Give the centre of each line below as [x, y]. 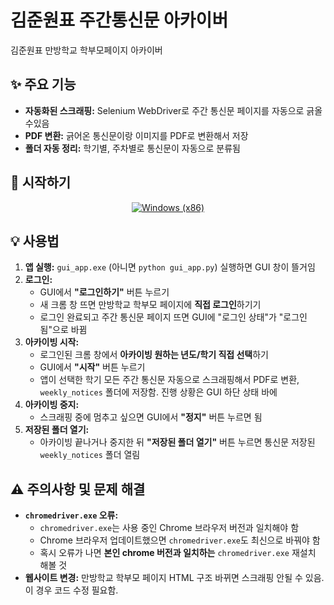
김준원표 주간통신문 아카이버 [119, 20]
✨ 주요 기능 [43, 84]
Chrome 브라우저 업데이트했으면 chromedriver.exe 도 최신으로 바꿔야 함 [180, 540]
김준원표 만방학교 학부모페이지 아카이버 [86, 50]
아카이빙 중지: [52, 405]
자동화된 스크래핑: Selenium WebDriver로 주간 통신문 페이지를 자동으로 [164, 110]
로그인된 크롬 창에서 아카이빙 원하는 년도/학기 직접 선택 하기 [154, 355]
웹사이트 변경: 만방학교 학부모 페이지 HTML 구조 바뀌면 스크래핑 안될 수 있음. [174, 578]
